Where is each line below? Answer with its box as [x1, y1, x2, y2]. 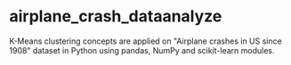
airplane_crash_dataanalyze [9, 6, 222, 27]
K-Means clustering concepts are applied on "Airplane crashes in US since [9, 36, 282, 46]
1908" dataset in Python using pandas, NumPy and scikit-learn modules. [9, 45, 275, 55]
